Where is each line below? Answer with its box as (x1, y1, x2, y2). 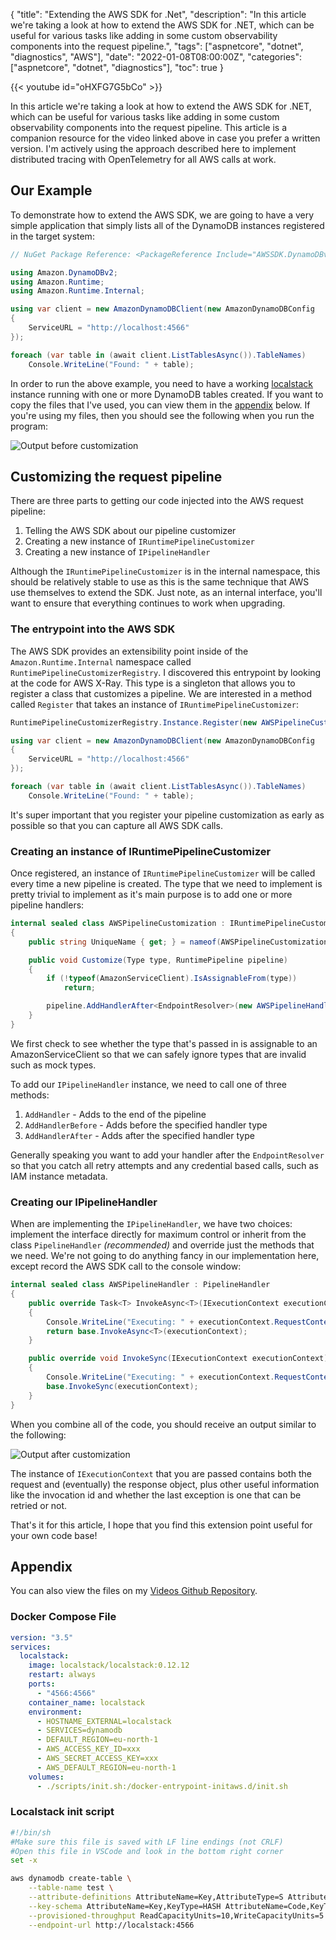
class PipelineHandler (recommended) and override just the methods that (10, 1239, 315, 1251)
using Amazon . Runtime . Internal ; (10, 286, 145, 296)
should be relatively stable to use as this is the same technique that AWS (10, 576, 310, 588)
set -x (10, 1855, 38, 1866)
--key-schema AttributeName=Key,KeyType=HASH (28, 1901, 222, 1911)
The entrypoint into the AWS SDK (10, 622, 176, 636)
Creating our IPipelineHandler (10, 1195, 158, 1209)
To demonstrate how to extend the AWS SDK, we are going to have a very (10, 209, 315, 221)
